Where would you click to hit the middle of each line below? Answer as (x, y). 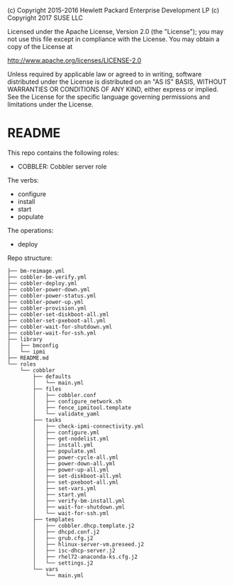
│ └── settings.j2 (63, 563)
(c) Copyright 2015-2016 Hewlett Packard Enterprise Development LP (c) (113, 10)
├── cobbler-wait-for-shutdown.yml (60, 327)
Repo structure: (30, 258)
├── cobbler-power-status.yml (52, 295)
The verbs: (23, 180)
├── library (25, 339)
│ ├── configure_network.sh (77, 401)
